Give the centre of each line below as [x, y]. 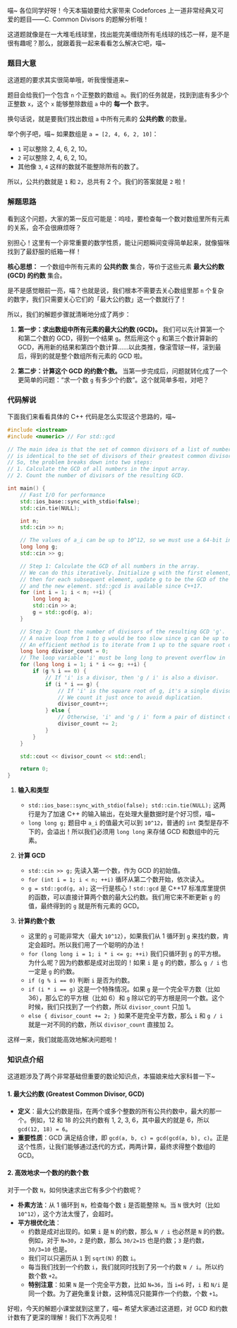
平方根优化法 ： [39, 1223]
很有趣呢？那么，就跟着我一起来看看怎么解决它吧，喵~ [87, 43]
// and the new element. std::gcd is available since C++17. [111, 586]
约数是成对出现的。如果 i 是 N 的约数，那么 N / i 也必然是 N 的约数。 [128, 1231]
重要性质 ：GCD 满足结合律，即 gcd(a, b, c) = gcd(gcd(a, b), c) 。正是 [123, 1138]
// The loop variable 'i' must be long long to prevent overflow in [123, 658]
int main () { [26, 488]
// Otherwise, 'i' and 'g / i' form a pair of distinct [141, 717]
